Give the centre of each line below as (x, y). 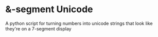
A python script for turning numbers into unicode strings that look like (79, 23)
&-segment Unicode (49, 9)
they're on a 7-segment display (38, 28)
